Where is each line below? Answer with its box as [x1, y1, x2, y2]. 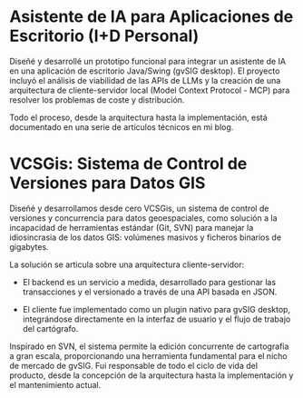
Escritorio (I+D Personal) [9, 25, 200, 46]
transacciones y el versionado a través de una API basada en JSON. [22, 286, 278, 297]
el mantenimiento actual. [9, 379, 102, 390]
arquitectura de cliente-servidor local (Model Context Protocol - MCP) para [9, 85, 290, 95]
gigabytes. [9, 241, 49, 252]
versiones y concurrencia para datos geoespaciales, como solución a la [9, 212, 279, 224]
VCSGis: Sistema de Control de [9, 154, 248, 174]
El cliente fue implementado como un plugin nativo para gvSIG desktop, [22, 303, 291, 314]
